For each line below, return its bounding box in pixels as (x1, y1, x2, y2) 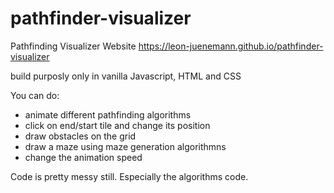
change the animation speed (24, 151, 143, 163)
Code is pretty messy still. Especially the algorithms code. (10, 170, 249, 182)
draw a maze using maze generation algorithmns (24, 140, 227, 152)
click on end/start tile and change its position (24, 119, 211, 131)
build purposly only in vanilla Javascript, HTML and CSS (10, 70, 242, 82)
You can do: (10, 89, 60, 101)
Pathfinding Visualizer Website (10, 40, 137, 52)
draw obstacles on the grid (24, 130, 137, 142)
